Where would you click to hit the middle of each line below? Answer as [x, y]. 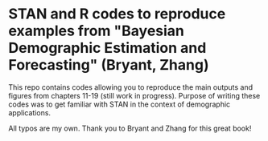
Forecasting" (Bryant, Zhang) [109, 65]
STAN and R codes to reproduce [117, 14]
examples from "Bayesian [97, 31]
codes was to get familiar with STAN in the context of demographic [120, 104]
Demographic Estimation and [107, 48]
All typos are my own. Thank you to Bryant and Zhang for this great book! [130, 128]
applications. [29, 112]
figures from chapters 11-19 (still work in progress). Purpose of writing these [134, 95]
